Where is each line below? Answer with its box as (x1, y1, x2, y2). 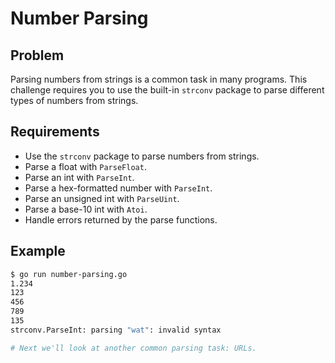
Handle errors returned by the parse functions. (24, 213, 218, 226)
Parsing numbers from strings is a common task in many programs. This (10, 73, 308, 85)
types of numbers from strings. (10, 95, 139, 106)
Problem (10, 47, 65, 64)
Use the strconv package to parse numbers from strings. (24, 150, 260, 162)
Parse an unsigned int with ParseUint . (24, 192, 180, 204)
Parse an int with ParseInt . (24, 171, 135, 183)
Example (10, 243, 66, 260)
